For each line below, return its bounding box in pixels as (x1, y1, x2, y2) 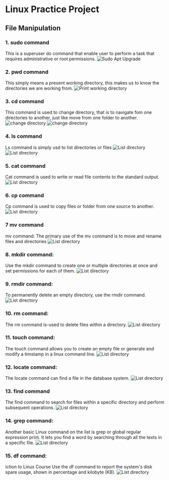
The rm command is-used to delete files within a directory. (5, 322, 127, 328)
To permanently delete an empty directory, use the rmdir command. (5, 292, 146, 298)
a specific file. (5, 439, 34, 446)
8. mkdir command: (5, 251, 54, 258)
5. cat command (5, 162, 46, 169)
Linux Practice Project (5, 4, 99, 15)
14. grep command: (5, 417, 53, 424)
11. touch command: (5, 334, 55, 341)
